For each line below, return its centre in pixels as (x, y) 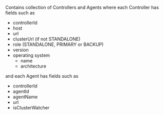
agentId (21, 91)
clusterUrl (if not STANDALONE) (47, 39)
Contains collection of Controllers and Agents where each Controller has (82, 7)
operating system (31, 55)
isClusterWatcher (31, 108)
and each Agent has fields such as (42, 76)
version (21, 50)
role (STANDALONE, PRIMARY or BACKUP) (58, 44)
